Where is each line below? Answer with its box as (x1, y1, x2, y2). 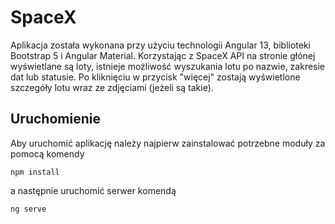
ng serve (10, 204, 47, 214)
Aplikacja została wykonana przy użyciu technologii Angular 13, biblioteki (10, 39, 311, 51)
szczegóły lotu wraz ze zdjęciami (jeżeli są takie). (10, 81, 214, 93)
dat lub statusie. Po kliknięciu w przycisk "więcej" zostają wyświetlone (10, 71, 301, 83)
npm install (10, 167, 60, 177)
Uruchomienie (10, 111, 101, 128)
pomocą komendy (10, 147, 85, 160)
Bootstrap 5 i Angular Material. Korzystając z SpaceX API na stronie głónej (10, 49, 316, 61)
